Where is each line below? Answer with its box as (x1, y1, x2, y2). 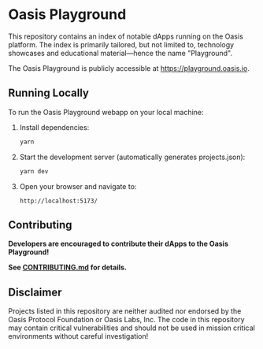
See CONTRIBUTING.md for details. (8, 262, 128, 273)
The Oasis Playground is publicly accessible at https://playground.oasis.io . (8, 63, 250, 72)
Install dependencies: (19, 122, 90, 132)
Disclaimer (8, 285, 62, 299)
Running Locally (8, 87, 89, 100)
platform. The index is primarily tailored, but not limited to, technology (8, 39, 235, 49)
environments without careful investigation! (8, 332, 149, 341)
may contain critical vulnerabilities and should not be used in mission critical (8, 323, 256, 332)
